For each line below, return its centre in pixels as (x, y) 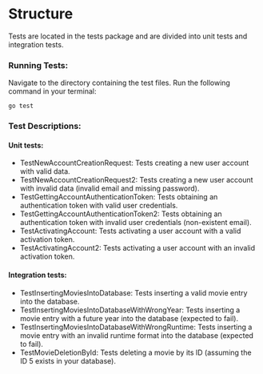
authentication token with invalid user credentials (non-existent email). (135, 223)
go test (21, 106)
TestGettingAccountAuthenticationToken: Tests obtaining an (119, 197)
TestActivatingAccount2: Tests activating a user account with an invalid (137, 248)
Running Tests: (38, 65)
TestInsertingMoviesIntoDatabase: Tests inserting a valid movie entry (133, 292)
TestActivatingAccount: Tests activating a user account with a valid (130, 231)
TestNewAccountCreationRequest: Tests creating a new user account (134, 163)
